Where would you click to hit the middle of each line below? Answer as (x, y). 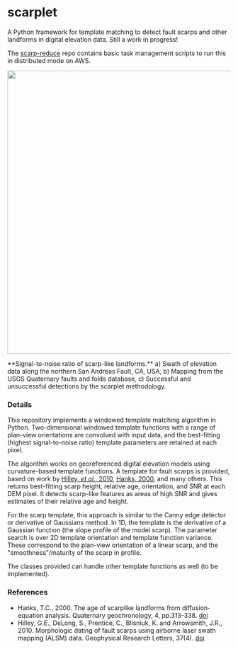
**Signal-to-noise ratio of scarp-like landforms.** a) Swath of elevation (112, 363)
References (28, 592)
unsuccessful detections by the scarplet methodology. (87, 386)
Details (20, 404)
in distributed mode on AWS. (49, 60)
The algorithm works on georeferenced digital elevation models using (109, 464)
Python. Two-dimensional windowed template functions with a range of (112, 427)
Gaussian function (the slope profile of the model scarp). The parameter (113, 530)
